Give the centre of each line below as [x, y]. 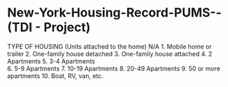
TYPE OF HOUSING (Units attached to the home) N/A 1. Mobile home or [109, 46]
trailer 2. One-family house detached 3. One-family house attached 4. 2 [110, 54]
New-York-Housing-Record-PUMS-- [114, 13]
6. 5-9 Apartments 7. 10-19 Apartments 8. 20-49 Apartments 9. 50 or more [114, 68]
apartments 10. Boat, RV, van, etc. [55, 76]
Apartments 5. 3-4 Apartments [51, 61]
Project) [67, 27]
